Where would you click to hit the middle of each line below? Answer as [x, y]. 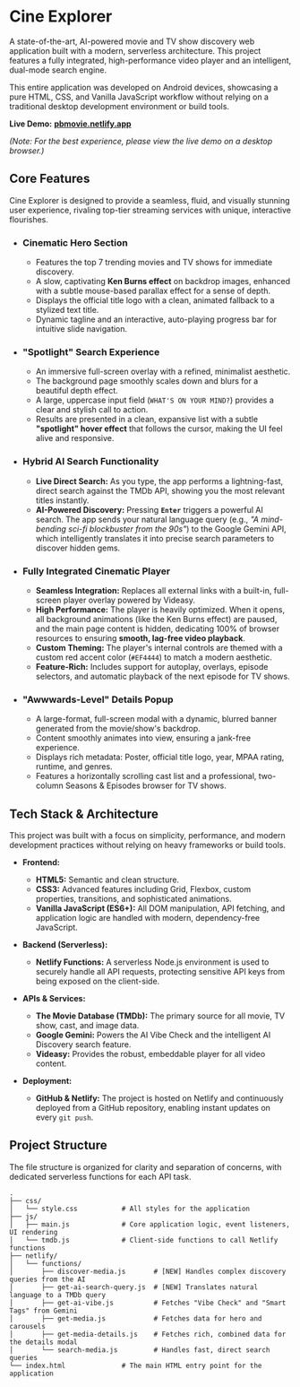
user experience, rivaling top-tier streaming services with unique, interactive [150, 210]
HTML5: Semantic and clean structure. [107, 880]
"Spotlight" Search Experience [91, 351]
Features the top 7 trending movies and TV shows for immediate [154, 263]
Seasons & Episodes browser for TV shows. [146, 785]
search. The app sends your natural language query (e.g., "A [147, 519]
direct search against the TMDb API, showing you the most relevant [160, 490]
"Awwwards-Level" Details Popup [98, 699]
